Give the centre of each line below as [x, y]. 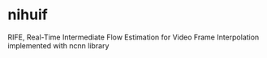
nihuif [28, 15]
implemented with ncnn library [58, 45]
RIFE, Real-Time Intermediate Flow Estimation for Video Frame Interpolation [133, 37]
